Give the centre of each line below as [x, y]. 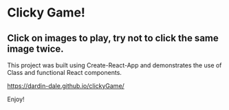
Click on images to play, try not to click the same [113, 38]
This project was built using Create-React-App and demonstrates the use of [115, 65]
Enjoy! [16, 99]
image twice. [35, 48]
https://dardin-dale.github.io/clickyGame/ [66, 86]
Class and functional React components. [65, 73]
